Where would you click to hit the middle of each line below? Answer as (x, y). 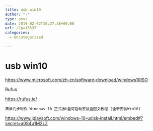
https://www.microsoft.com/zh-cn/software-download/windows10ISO (76, 80)
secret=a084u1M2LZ (27, 123)
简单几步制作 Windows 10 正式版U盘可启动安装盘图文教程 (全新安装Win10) (73, 109)
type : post (16, 19)
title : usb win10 (23, 10)
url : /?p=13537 (21, 28)
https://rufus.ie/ (21, 99)
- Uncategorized (26, 38)
